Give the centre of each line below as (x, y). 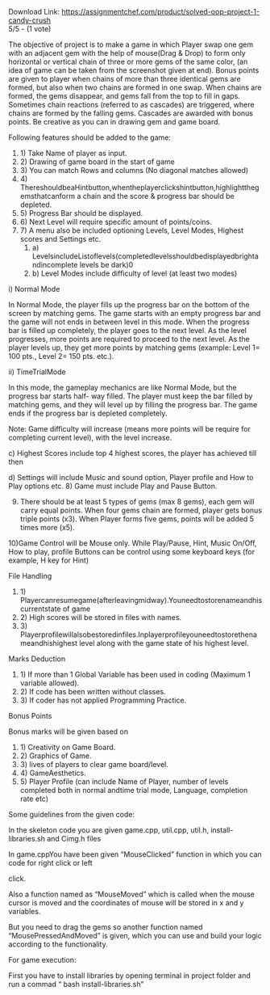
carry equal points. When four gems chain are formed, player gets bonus (141, 510)
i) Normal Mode (34, 289)
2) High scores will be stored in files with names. (101, 617)
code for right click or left (50, 863)
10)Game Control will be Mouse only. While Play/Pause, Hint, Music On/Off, (133, 543)
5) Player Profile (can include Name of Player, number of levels (124, 782)
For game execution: (42, 960)
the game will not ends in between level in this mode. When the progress (129, 322)
